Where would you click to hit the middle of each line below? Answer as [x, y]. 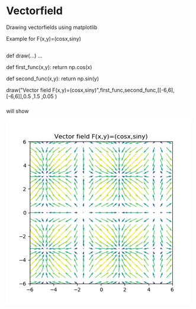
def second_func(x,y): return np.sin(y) [53, 79]
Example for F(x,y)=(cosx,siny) [44, 38]
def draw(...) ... [24, 56]
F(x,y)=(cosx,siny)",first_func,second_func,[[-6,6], [113, 90]
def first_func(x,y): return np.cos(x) [49, 67]
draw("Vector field [29, 90]
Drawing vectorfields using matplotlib [52, 27]
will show [17, 111]
